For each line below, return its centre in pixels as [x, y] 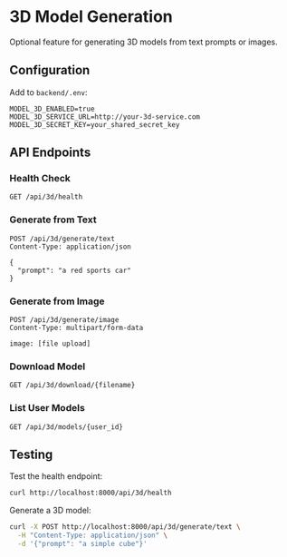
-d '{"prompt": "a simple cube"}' [82, 544]
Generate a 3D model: [51, 511]
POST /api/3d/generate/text [62, 239]
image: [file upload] [50, 344]
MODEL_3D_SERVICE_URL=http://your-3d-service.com [105, 117]
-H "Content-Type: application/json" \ [93, 536]
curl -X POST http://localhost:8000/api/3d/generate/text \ [125, 527]
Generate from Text [53, 220]
